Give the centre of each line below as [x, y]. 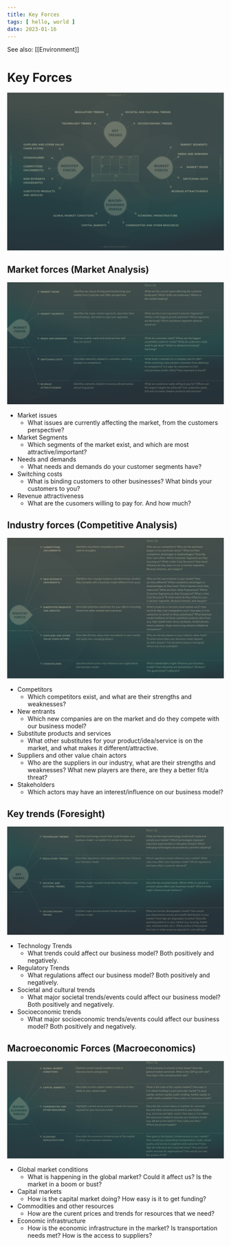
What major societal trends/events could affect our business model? [124, 997]
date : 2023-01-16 [32, 29]
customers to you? [54, 489]
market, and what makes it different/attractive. [93, 748]
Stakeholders [36, 785]
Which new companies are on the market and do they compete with [123, 719]
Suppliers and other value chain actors [72, 756]
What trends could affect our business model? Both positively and [121, 953]
